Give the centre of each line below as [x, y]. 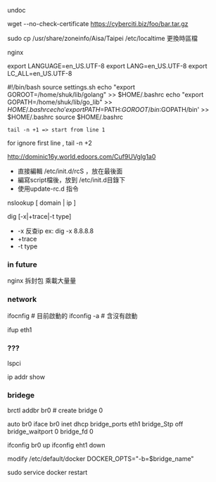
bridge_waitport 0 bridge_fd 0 [50, 431]
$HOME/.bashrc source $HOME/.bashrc [65, 117]
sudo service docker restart [47, 473]
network [22, 300]
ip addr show [26, 376]
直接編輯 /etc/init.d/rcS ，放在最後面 [70, 171]
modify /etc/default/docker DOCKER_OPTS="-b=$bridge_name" [101, 459]
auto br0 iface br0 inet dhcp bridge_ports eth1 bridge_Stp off [95, 424]
